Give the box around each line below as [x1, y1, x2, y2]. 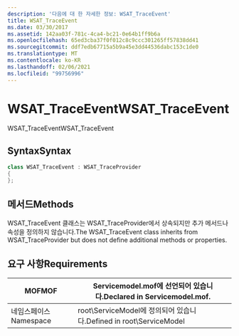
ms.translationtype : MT [7, 51, 78, 58]
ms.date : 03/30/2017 [7, 23, 69, 31]
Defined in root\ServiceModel [86, 316, 185, 326]
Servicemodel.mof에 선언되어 [92, 280, 192, 290]
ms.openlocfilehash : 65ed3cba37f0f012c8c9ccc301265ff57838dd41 [7, 37, 199, 44]
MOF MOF [24, 285, 58, 295]
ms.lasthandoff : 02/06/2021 [7, 63, 91, 70]
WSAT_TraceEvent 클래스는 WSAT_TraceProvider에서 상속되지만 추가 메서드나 [7, 219, 229, 227]
